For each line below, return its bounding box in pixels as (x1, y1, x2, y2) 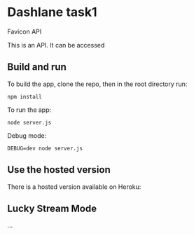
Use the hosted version (7, 164, 111, 176)
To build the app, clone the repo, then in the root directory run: (7, 80, 188, 88)
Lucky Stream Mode (7, 202, 97, 214)
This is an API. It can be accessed (7, 41, 105, 49)
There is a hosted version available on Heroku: (7, 183, 141, 191)
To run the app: (7, 106, 52, 114)
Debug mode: (7, 131, 47, 140)
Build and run (7, 61, 67, 73)
